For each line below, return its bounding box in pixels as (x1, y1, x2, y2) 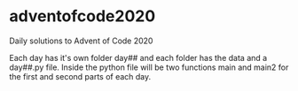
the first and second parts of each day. (9, 71, 152, 81)
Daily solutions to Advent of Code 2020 (9, 35, 153, 46)
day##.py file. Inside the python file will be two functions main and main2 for (9, 62, 289, 72)
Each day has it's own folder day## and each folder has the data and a (9, 52, 268, 63)
